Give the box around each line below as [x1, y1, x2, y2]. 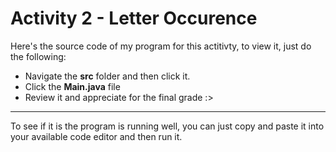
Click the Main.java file [24, 80, 121, 92]
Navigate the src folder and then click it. [24, 70, 191, 82]
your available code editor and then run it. [10, 130, 183, 142]
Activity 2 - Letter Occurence [10, 7, 258, 30]
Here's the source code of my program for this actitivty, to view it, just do [10, 40, 312, 52]
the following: [10, 50, 67, 62]
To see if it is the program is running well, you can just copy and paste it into [10, 120, 325, 132]
